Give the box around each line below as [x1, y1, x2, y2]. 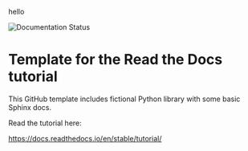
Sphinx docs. [8, 102, 52, 112]
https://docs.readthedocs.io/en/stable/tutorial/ [8, 133, 162, 143]
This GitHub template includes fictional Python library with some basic [8, 94, 241, 104]
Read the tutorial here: [8, 118, 82, 128]
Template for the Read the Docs [8, 51, 223, 69]
